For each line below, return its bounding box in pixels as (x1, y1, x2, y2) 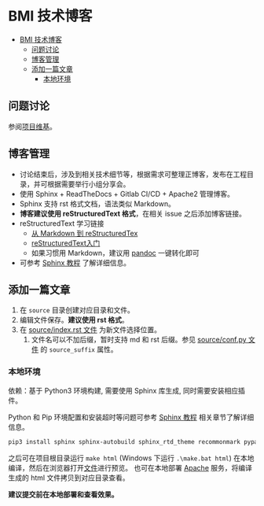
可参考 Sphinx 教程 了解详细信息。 (19, 257, 131, 268)
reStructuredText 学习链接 (19, 218, 104, 228)
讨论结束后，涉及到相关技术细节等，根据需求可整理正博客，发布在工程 (19, 169, 247, 179)
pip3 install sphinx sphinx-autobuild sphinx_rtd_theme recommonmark (8, 438, 241, 445)
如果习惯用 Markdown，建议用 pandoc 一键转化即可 (31, 248, 200, 257)
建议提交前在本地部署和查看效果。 (8, 489, 119, 499)
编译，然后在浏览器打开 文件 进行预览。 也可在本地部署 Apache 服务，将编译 (8, 463, 253, 472)
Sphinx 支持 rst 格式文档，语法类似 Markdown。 (19, 198, 175, 209)
